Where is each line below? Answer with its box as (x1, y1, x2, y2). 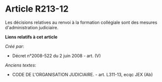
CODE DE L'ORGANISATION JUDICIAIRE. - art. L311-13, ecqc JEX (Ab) (12, 71, 153, 77)
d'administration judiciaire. (5, 24, 59, 30)
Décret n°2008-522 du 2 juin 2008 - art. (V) (12, 52, 101, 59)
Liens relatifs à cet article (5, 34, 58, 40)
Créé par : (5, 43, 24, 49)
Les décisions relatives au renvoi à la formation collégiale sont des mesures (5, 19, 158, 25)
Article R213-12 (5, 3, 69, 15)
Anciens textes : (5, 62, 37, 68)
